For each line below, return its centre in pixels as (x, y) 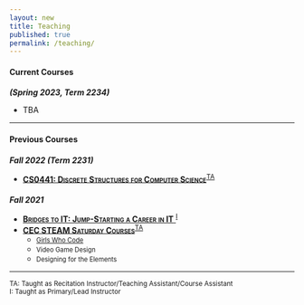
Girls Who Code (60, 241)
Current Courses (42, 71)
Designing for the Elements (76, 260)
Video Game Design (66, 250)
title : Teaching (40, 26)
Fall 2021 (27, 199)
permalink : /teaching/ (52, 43)
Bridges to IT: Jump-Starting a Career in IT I (100, 218)
